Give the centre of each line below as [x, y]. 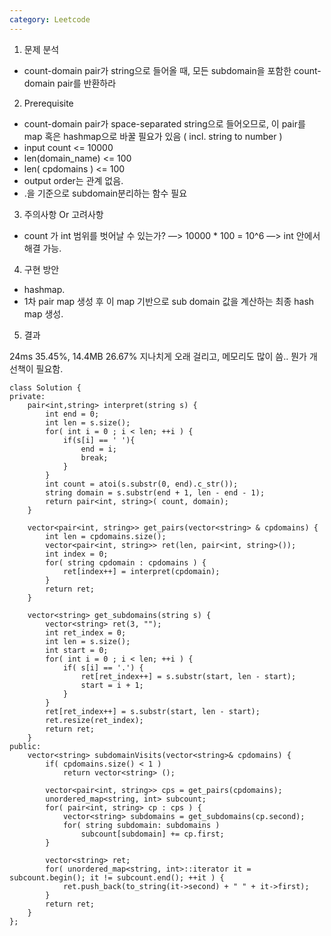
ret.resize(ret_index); [94, 720]
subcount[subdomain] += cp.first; [152, 834]
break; [94, 457]
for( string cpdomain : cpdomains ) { [126, 562]
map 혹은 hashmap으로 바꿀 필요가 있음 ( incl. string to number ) [153, 136]
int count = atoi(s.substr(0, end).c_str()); [142, 484]
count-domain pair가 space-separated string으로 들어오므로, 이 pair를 [164, 123]
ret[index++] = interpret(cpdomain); [141, 571]
